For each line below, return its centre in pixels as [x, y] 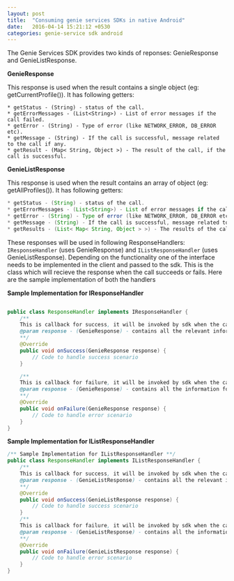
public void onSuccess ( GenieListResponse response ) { [99, 499]
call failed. [26, 120]
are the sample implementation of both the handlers [81, 279]
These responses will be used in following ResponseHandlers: [96, 242]
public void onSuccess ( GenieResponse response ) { [93, 350]
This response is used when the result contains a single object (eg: [103, 87]
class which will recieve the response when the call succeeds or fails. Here [115, 272]
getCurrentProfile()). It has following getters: [71, 95]
